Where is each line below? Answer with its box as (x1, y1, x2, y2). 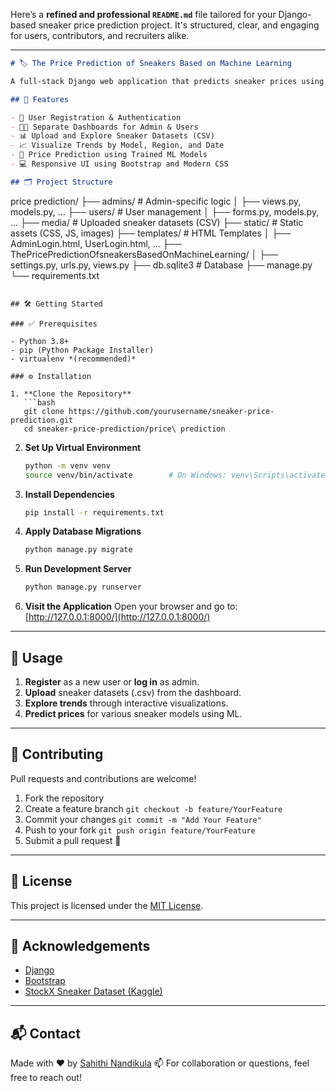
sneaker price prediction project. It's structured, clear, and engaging (38, 19, 320, 31)
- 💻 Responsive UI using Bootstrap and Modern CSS (10, 159, 229, 169)
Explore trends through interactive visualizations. (24, 697, 229, 709)
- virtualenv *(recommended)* (10, 354, 137, 364)
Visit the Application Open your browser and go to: (24, 600, 238, 613)
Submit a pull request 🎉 (24, 834, 122, 846)
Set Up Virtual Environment (24, 441, 142, 453)
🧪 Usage (10, 649, 63, 666)
